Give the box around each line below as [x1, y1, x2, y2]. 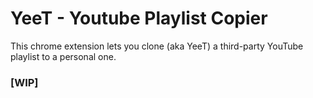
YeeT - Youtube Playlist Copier [10, 7, 268, 30]
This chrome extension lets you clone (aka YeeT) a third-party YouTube [10, 40, 304, 52]
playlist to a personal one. [10, 50, 117, 62]
